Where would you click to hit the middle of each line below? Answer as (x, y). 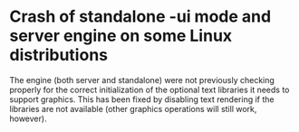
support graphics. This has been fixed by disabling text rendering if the (142, 99)
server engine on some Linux (121, 36)
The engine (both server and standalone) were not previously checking (142, 80)
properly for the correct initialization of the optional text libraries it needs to (149, 90)
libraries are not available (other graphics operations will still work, (133, 108)
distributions (59, 55)
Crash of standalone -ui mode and (140, 17)
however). (28, 118)
